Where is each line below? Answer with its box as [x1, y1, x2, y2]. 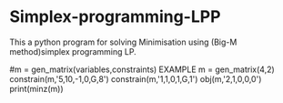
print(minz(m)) [9, 83, 64, 94]
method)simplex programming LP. [9, 46, 136, 57]
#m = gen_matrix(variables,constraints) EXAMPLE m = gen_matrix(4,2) [9, 64, 275, 75]
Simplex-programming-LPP [9, 6, 221, 27]
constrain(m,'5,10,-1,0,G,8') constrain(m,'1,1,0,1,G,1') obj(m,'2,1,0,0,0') [9, 73, 262, 84]
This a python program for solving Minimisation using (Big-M [9, 36, 238, 47]
